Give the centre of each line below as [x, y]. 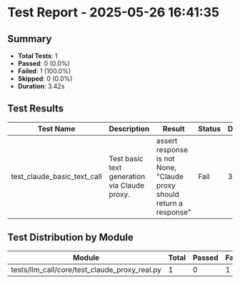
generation [127, 176]
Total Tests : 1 [38, 56]
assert [167, 141]
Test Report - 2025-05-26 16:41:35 [114, 12]
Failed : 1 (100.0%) [44, 71]
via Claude [127, 185]
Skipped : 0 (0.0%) [45, 78]
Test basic [126, 158]
